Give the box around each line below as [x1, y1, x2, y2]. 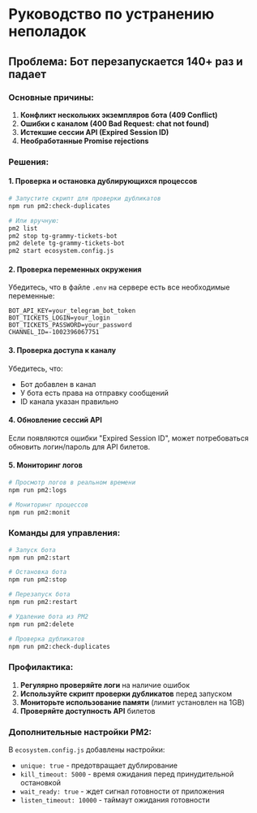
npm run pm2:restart [8, 598, 79, 606]
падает [8, 67, 47, 81]
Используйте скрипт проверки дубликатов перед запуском [19, 689, 233, 698]
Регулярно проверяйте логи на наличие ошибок [19, 680, 191, 689]
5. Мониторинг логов [8, 460, 83, 470]
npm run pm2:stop [8, 576, 67, 584]
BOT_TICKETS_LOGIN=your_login [8, 314, 111, 322]
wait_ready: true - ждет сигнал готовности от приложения [19, 786, 225, 797]
